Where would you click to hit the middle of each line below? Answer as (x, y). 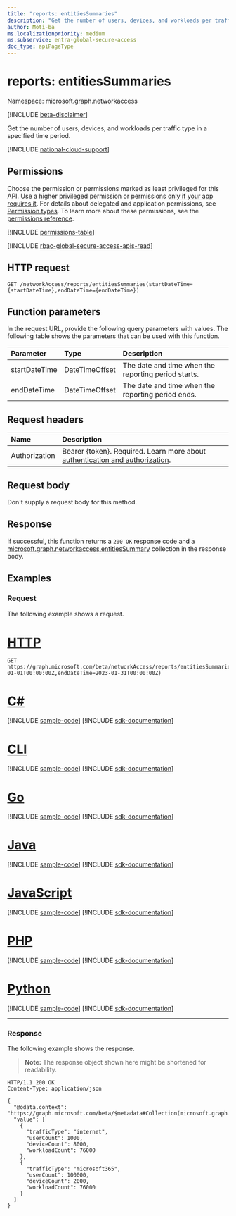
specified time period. (39, 135)
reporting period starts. (160, 374)
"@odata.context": (41, 1108)
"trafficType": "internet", (67, 1132)
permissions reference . (41, 218)
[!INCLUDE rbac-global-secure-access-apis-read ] (80, 246)
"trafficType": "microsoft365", (73, 1169)
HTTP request (39, 268)
